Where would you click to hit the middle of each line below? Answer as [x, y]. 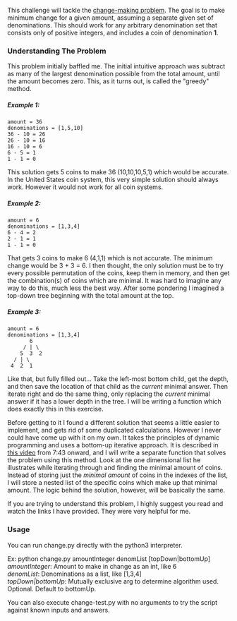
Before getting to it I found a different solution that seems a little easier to [114, 423]
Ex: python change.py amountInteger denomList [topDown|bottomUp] [109, 559]
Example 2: [24, 203]
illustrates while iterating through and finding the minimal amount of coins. [115, 468]
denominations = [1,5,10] [45, 128]
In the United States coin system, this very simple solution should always [113, 180]
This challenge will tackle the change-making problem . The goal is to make [116, 10]
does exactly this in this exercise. [55, 409]
